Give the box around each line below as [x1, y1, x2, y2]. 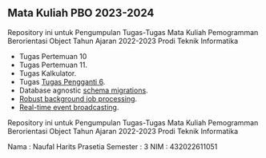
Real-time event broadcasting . [18, 102, 119, 112]
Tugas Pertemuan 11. [18, 60, 88, 69]
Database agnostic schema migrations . [18, 85, 149, 95]
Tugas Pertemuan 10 [18, 51, 87, 61]
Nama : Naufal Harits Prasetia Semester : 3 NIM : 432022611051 [7, 141, 218, 151]
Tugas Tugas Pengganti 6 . [18, 77, 106, 86]
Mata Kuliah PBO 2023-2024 [7, 6, 155, 20]
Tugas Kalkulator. [18, 68, 77, 78]
